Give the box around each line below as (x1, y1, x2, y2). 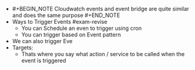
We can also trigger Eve (12, 38, 73, 44)
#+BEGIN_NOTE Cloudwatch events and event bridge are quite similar (12, 5, 189, 12)
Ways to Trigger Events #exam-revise (12, 18, 107, 25)
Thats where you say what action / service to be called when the (21, 51, 185, 57)
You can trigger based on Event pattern (21, 31, 121, 38)
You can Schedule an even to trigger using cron (21, 24, 142, 32)
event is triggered (21, 57, 66, 64)
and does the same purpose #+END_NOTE (12, 12, 121, 19)
